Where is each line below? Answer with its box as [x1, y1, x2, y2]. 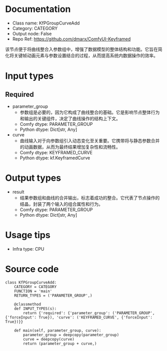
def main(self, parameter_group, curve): [14, 328, 101, 333]
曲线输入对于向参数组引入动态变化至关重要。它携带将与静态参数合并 [19, 137, 160, 143]
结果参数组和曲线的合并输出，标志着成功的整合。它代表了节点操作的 [19, 195, 160, 201]
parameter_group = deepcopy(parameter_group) [23, 332, 120, 338]
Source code [5, 264, 59, 275]
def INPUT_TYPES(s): [14, 306, 57, 311]
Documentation [5, 3, 71, 15]
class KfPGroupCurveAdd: [5, 280, 57, 285]
